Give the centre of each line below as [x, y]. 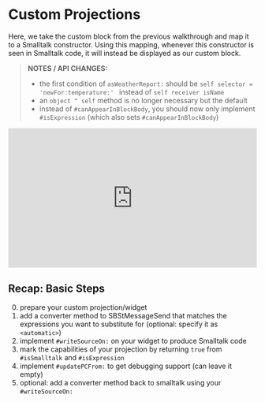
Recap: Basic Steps [56, 288]
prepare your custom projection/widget [83, 307]
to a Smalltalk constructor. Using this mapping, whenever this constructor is [131, 44]
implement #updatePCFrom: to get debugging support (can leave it [126, 366]
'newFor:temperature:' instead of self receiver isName [132, 91]
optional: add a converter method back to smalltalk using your [120, 383]
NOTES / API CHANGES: [67, 68]
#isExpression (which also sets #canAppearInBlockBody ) [129, 117]
